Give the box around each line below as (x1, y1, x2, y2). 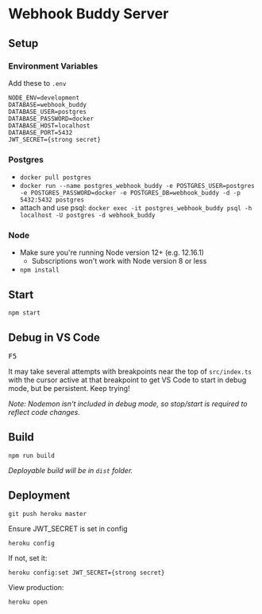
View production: (8, 582, 64, 592)
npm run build (8, 452, 56, 460)
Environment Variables (8, 61, 98, 72)
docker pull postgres (19, 174, 91, 182)
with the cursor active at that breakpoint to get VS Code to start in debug (8, 375, 247, 385)
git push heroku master (8, 510, 87, 518)
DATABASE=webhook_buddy (8, 100, 87, 108)
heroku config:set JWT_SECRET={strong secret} (8, 569, 165, 577)
